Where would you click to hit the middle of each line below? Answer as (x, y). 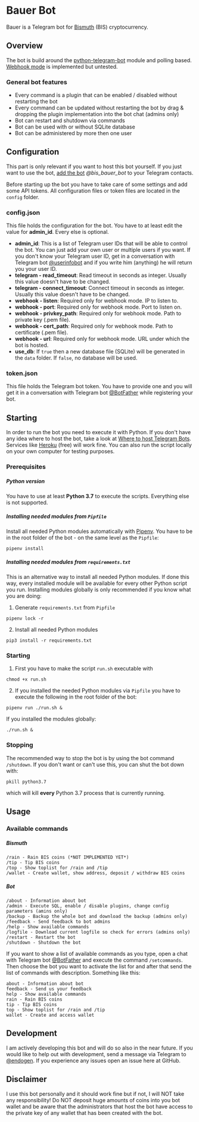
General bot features (37, 82)
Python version (26, 481)
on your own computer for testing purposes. (60, 452)
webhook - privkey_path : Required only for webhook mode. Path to (98, 313)
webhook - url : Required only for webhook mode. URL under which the (102, 339)
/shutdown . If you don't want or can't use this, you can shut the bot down (95, 764)
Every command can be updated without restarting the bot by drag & (99, 108)
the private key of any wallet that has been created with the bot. (84, 1112)
